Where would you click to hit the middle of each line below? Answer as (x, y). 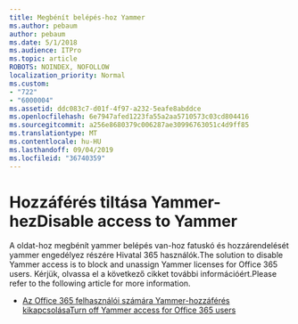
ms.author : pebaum (43, 26)
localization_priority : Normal (67, 76)
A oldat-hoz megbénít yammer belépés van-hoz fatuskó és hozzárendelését (149, 246)
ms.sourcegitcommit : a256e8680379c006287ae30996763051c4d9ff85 (129, 126)
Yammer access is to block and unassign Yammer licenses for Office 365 (144, 264)
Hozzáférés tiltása (79, 202)
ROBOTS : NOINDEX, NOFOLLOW (59, 68)
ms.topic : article (43, 59)
